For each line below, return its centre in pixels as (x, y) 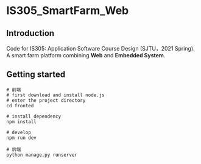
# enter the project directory (46, 100)
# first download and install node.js (55, 95)
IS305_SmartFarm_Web (68, 11)
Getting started (36, 75)
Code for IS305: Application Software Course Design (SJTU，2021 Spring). (100, 48)
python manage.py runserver (42, 155)
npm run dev (21, 138)
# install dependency (34, 116)
